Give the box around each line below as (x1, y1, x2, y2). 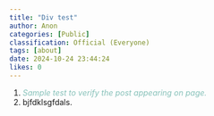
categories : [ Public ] (9, 29, 90, 38)
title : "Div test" (9, 12, 78, 22)
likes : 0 (9, 63, 42, 72)
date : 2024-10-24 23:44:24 (9, 54, 110, 63)
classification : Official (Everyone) (9, 37, 150, 47)
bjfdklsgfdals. (21, 96, 73, 107)
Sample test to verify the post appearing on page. (21, 87, 208, 98)
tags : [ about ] (9, 46, 63, 55)
